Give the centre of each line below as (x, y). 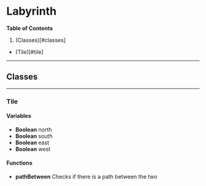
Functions (19, 163)
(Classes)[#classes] (40, 40)
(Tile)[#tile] (29, 52)
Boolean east (32, 143)
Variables (19, 116)
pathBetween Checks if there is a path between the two (86, 177)
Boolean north (33, 129)
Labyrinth (32, 11)
